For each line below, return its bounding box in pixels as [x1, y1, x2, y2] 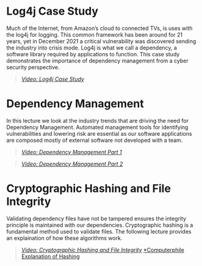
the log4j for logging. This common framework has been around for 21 [6, 31, 183, 38]
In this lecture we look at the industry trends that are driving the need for [6, 117, 189, 124]
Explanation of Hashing [21, 253, 81, 260]
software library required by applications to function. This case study [6, 50, 180, 57]
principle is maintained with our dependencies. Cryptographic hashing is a [6, 221, 193, 229]
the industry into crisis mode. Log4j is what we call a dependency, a [6, 44, 177, 51]
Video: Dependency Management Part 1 [21, 148, 122, 155]
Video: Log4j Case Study [21, 75, 84, 83]
